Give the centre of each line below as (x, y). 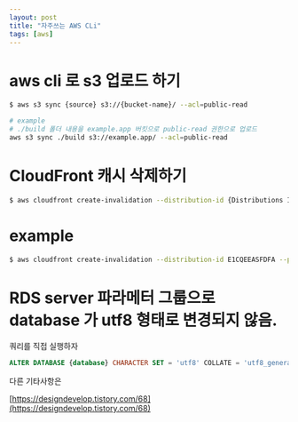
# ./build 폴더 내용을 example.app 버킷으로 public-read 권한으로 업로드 (133, 130)
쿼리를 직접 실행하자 (43, 346)
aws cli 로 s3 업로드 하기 (95, 80)
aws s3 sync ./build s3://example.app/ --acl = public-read (118, 137)
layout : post (33, 17)
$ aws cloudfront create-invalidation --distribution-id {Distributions (146, 200)
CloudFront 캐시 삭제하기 (98, 176)
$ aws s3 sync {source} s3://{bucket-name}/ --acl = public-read (129, 105)
